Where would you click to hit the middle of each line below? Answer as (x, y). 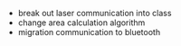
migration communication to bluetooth (89, 32)
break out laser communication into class (95, 13)
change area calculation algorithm (81, 23)
